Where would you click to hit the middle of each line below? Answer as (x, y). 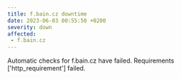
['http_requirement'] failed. (46, 68)
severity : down (30, 27)
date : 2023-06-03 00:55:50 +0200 (57, 21)
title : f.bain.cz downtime (47, 14)
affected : (22, 34)
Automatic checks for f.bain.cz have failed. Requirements (91, 60)
